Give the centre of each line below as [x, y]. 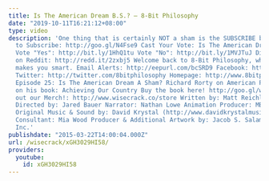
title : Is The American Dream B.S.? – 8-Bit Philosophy [103, 16]
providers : [26, 150]
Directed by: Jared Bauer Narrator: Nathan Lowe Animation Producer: [134, 105]
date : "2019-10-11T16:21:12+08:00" [68, 23]
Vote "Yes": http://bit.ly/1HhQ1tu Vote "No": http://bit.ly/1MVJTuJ [134, 53]
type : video [28, 30]
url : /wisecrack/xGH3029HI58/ [59, 142]
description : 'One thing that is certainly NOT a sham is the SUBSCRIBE [132, 38]
